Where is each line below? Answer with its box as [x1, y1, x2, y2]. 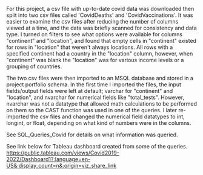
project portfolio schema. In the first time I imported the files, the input [6, 81, 182, 88]
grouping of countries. [6, 63, 62, 70]
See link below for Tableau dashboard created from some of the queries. [6, 143, 188, 150]
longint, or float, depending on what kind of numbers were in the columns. [6, 119, 191, 126]
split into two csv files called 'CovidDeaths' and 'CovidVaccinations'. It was [6, 11, 193, 19]
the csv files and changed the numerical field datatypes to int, [30, 113, 185, 120]
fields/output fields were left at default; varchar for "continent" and [6, 87, 173, 94]
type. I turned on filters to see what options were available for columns [6, 31, 183, 38]
